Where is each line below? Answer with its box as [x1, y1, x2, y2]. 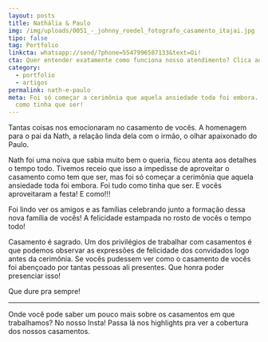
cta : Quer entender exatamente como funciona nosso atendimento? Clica [8, 57, 251, 65]
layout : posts [8, 11, 56, 20]
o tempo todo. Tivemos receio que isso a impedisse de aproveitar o [8, 164, 230, 173]
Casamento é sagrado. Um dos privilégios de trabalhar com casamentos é [8, 237, 253, 247]
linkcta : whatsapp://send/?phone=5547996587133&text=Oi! [8, 49, 202, 57]
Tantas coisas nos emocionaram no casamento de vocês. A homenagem [8, 123, 247, 133]
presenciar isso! [8, 271, 61, 280]
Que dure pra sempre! [8, 287, 81, 296]
